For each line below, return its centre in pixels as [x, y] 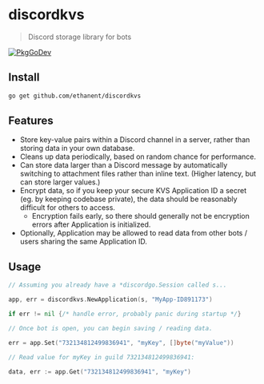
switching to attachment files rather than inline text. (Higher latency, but [138, 174]
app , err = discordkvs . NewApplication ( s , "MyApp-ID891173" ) [111, 300]
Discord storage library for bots [80, 37]
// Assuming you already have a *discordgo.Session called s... [118, 285]
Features [31, 121]
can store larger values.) [60, 182]
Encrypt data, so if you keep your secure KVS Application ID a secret [133, 191]
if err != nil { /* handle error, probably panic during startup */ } [125, 314]
